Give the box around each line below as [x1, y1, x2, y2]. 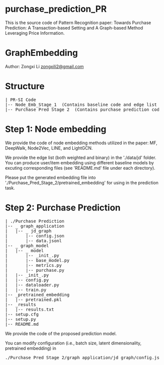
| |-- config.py [5, 277, 49, 283]
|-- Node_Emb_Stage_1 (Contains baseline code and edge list [5, 102, 157, 107]
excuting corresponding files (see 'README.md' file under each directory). [5, 165, 155, 171]
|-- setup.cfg [5, 312, 39, 317]
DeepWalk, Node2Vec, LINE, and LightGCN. [5, 145, 93, 151]
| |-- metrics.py [5, 262, 62, 268]
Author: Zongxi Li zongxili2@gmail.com [5, 63, 84, 69]
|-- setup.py [5, 316, 37, 322]
